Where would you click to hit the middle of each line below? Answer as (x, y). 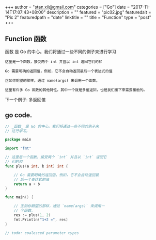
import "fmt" (18, 148)
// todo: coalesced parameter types (42, 233)
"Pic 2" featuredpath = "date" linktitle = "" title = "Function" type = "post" (78, 17)
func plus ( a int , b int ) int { (37, 166)
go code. (19, 115)
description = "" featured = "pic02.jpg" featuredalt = (99, 12)
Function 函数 (26, 39)
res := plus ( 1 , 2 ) (32, 215)
